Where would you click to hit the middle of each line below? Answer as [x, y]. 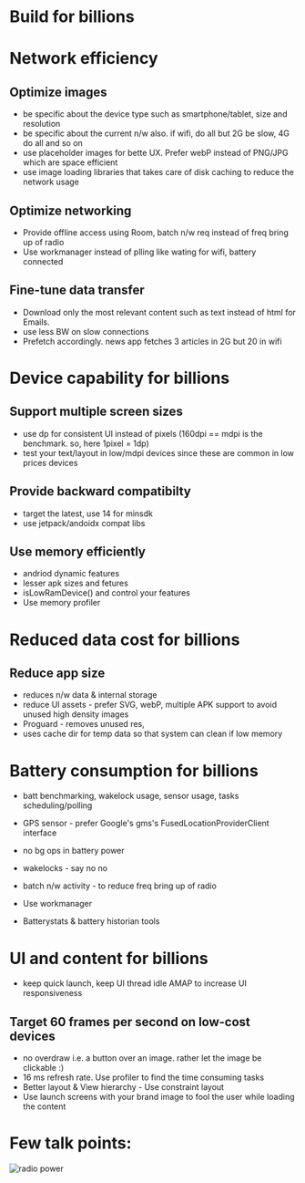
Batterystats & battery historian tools [91, 921]
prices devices [50, 462]
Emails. [36, 322]
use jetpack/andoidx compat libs [84, 523]
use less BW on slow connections [86, 331]
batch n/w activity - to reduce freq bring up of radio [119, 886]
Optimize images [58, 92]
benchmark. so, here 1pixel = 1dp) [86, 443]
